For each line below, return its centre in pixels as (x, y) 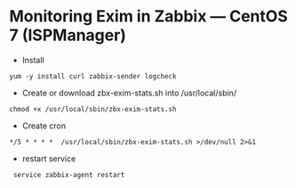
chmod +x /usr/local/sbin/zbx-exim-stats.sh (93, 109)
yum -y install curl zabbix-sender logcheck (93, 76)
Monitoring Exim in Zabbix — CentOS (149, 16)
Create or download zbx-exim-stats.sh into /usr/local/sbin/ (129, 93)
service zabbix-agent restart (69, 175)
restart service (49, 159)
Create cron (44, 126)
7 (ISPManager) (68, 35)
